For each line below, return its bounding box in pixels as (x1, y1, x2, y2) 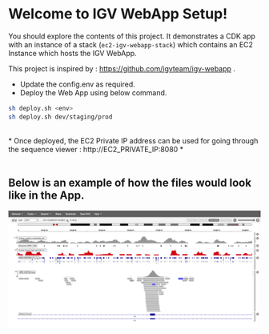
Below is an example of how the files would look (8, 176, 252, 190)
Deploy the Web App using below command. (19, 87, 167, 97)
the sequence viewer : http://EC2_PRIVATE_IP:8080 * (8, 144, 184, 154)
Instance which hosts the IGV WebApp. (8, 48, 138, 58)
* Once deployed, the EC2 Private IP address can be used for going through (8, 135, 259, 145)
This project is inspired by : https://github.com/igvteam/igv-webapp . (8, 63, 236, 73)
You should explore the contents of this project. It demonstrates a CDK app (8, 31, 256, 41)
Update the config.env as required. (19, 79, 136, 89)
